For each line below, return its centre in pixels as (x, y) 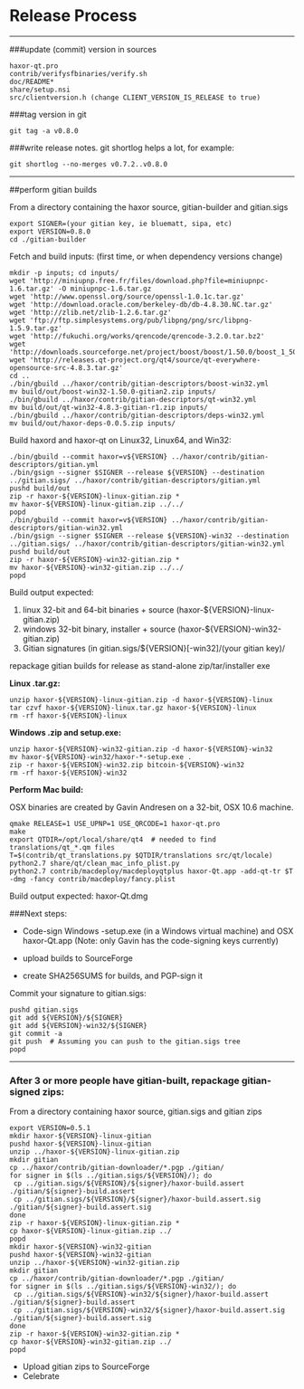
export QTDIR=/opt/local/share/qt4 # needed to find (113, 839)
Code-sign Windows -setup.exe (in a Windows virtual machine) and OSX (158, 931)
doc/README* (32, 81)
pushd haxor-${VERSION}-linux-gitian (81, 1144)
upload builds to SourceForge (77, 958)
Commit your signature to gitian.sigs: (78, 993)
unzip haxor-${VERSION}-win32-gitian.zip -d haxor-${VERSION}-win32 (141, 749)
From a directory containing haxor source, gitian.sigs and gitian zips (136, 1112)
